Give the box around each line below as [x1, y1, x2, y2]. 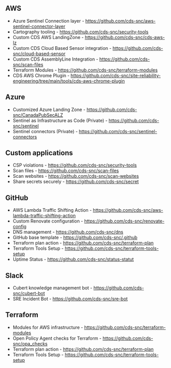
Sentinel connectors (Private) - [12, 128, 78, 134]
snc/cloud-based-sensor [12, 50, 66, 57]
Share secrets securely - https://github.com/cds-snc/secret [12, 178, 139, 185]
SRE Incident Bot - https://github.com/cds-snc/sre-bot [12, 296, 128, 302]
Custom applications [5, 149, 73, 157]
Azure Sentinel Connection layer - [12, 17, 84, 24]
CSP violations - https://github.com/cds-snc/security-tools [12, 162, 137, 169]
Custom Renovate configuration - [12, 218, 83, 224]
